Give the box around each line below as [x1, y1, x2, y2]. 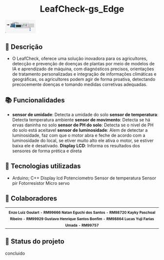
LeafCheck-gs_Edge [40, 3, 124, 15]
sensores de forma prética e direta [12, 148, 82, 154]
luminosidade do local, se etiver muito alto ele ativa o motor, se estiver [12, 138, 154, 143]
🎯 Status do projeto [5, 238, 64, 246]
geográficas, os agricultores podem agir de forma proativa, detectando [12, 77, 155, 82]
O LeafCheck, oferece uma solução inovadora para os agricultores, [12, 56, 148, 61]
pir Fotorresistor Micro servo [12, 180, 70, 186]
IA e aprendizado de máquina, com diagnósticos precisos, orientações [12, 66, 154, 72]
